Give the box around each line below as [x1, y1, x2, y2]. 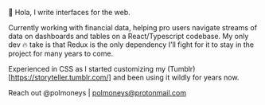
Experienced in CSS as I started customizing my [8, 64, 166, 73]
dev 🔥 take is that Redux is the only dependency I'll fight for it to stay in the [8, 40, 255, 49]
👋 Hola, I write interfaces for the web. [8, 8, 131, 17]
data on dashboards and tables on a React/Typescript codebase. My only [8, 32, 249, 41]
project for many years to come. [8, 49, 114, 58]
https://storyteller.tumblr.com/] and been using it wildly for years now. [10, 72, 240, 82]
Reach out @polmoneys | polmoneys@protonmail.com [8, 88, 187, 97]
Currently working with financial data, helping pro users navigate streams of [8, 23, 257, 32]
